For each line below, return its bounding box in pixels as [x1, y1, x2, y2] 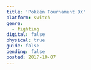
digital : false [6, 32, 45, 38]
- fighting [12, 26, 40, 32]
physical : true [6, 37, 45, 43]
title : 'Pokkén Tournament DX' [6, 9, 86, 15]
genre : [6, 20, 23, 26]
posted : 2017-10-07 [6, 54, 56, 60]
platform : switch [6, 15, 51, 21]
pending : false [6, 49, 45, 55]
